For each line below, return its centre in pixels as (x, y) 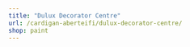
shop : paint (28, 30)
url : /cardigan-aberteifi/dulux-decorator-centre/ (95, 23)
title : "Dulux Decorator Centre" (65, 16)
